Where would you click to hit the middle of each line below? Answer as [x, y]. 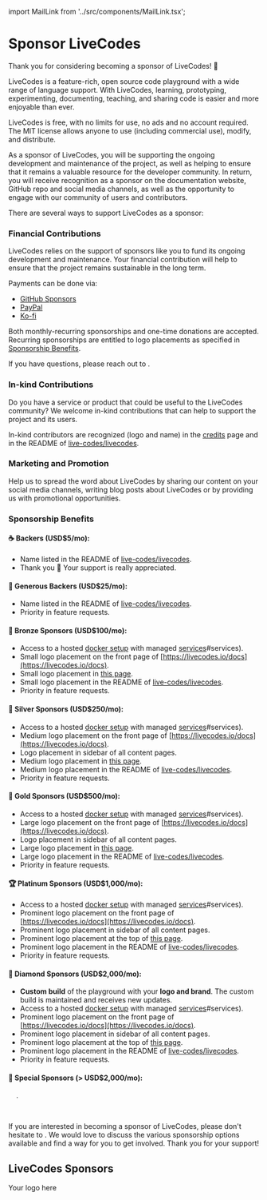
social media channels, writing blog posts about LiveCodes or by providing [131, 489]
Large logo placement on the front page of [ [92, 822]
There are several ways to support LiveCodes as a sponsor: [106, 213]
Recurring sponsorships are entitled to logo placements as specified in [124, 340]
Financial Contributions [55, 233]
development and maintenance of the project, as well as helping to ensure [130, 163]
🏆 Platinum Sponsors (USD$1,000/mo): [76, 883]
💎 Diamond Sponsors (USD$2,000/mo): [75, 974]
